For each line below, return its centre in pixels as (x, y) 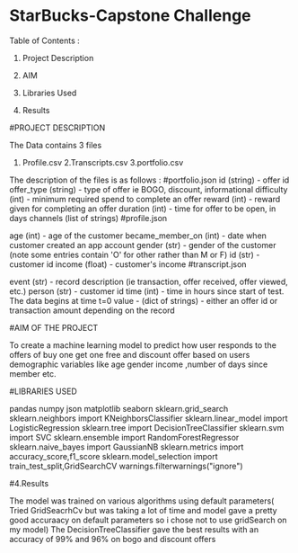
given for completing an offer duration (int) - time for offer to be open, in (143, 209)
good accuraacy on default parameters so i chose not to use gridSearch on (148, 520)
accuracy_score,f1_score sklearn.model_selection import (114, 456)
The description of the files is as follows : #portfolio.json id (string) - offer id (149, 180)
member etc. (33, 373)
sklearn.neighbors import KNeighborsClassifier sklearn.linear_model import (149, 418)
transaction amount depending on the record (92, 310)
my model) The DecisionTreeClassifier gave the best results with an (134, 529)
